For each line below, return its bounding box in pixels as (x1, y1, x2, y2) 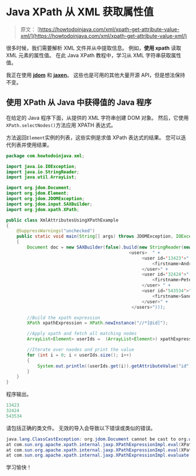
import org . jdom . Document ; (6, 185, 72, 191)
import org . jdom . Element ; (6, 191, 69, 196)
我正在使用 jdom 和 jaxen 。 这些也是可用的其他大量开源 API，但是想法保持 (6, 71, 185, 78)
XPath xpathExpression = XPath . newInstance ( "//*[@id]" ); (27, 320, 168, 326)
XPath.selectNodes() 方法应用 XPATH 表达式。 (6, 121, 117, 129)
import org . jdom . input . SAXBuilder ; (6, 201, 93, 207)
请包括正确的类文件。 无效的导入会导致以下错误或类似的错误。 (6, 425, 156, 432)
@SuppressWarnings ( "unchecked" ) (16, 228, 95, 234)
